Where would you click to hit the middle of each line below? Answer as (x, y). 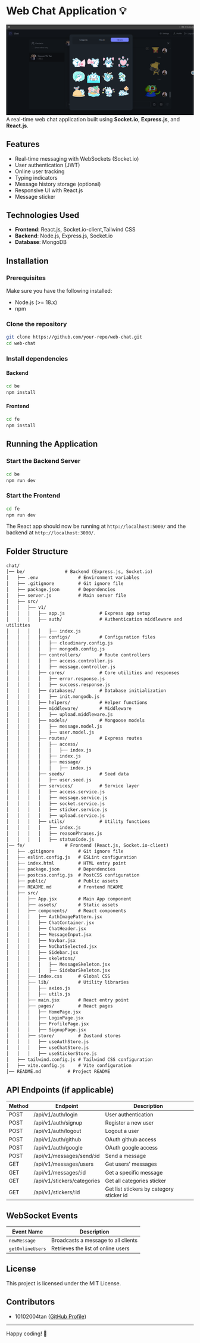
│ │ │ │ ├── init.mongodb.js (53, 697)
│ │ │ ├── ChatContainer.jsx (50, 923)
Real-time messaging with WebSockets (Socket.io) (77, 158)
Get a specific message (134, 1172)
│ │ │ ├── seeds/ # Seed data (68, 774)
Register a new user (129, 1123)
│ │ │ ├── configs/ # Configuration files (81, 637)
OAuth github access (131, 1139)
